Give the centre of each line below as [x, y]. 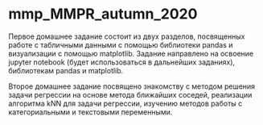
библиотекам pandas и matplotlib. [66, 70]
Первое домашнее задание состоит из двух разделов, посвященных [127, 36]
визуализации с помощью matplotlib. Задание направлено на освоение [131, 53]
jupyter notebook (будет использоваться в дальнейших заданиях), [122, 62]
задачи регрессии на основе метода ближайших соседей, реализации [130, 94]
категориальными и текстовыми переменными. [90, 112]
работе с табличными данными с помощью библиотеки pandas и [121, 44]
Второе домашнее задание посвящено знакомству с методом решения [132, 86]
